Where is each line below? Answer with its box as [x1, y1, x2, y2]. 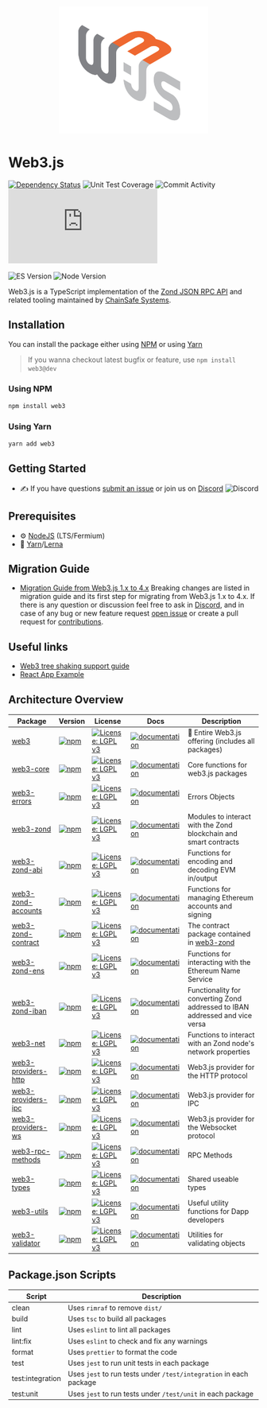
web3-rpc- [11, 1146, 51, 1156]
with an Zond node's [188, 1039, 255, 1048]
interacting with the [188, 957, 251, 967]
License [94, 716, 122, 725]
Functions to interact [188, 1030, 255, 1040]
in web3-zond [188, 938, 235, 947]
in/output [188, 873, 218, 883]
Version [58, 716, 86, 725]
